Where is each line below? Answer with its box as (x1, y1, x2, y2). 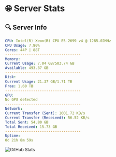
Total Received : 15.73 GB (5, 124, 57, 129)
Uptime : (5, 133, 21, 139)
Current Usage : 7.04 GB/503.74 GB (5, 61, 75, 66)
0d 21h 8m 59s (5, 138, 34, 143)
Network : (5, 106, 23, 111)
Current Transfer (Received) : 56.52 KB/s (5, 115, 90, 120)
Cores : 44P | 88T (5, 47, 40, 52)
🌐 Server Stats (5, 3, 65, 14)
